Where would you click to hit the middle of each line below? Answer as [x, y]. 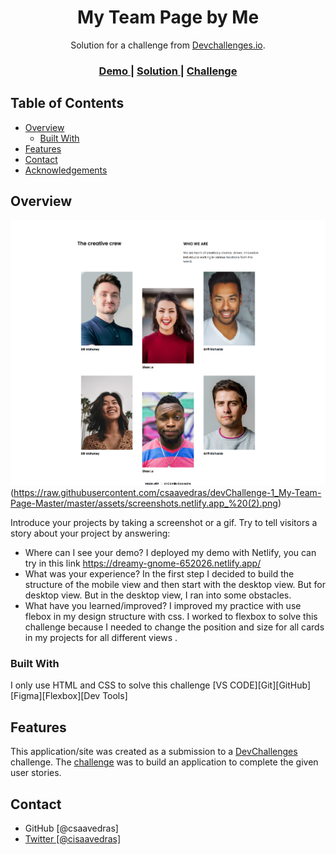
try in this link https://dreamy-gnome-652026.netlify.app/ [143, 563]
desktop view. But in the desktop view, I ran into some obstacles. [158, 595]
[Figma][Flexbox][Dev [55, 696]
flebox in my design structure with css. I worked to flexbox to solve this [171, 617]
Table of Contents [67, 103]
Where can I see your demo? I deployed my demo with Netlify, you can [170, 553]
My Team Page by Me [168, 17]
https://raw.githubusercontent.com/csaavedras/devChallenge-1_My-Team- [167, 493]
